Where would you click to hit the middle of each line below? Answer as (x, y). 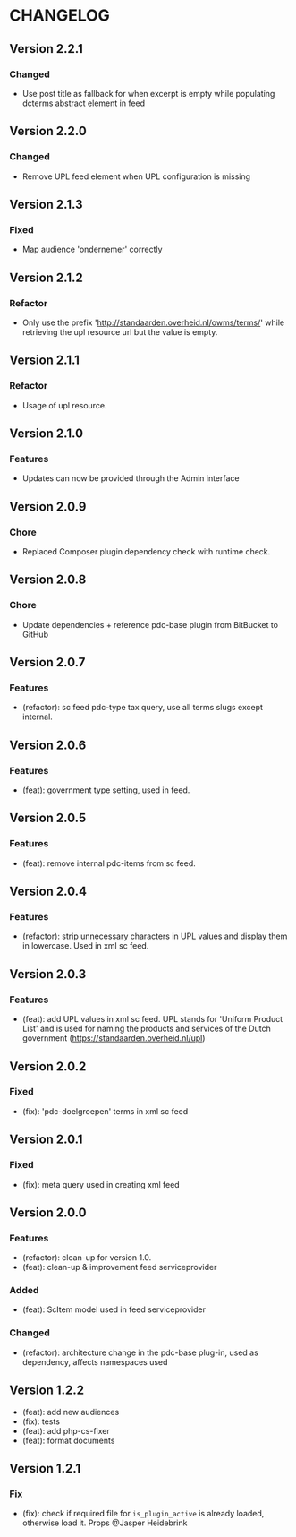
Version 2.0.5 (48, 818)
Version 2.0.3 (48, 974)
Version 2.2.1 (46, 49)
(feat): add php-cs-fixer (66, 1430)
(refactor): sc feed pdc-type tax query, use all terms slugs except (143, 708)
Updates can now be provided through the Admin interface (131, 478)
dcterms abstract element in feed (84, 103)
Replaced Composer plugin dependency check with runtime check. (146, 551)
